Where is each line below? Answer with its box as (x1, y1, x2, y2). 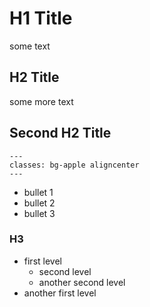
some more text (9, 95, 74, 107)
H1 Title (9, 7, 73, 30)
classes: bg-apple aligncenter (9, 160, 140, 170)
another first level (23, 287, 97, 299)
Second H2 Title (9, 125, 112, 142)
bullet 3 (23, 207, 56, 219)
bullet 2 (23, 197, 56, 209)
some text (9, 40, 51, 52)
